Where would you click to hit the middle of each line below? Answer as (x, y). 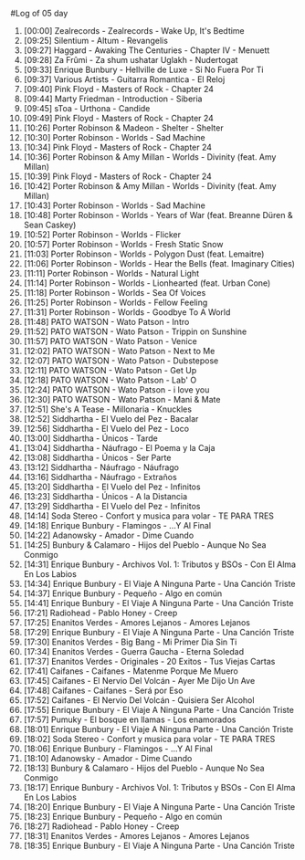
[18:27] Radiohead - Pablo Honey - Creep (101, 826)
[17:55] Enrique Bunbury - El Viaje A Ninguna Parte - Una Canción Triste (159, 710)
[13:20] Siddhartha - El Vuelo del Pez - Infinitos (112, 487)
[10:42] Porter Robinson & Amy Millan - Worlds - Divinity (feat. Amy (150, 186)
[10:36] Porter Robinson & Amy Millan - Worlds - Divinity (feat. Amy (150, 157)
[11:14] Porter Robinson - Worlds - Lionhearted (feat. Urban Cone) (147, 283)
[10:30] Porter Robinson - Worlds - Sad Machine (114, 137)
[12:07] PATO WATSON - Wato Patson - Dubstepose (121, 361)
